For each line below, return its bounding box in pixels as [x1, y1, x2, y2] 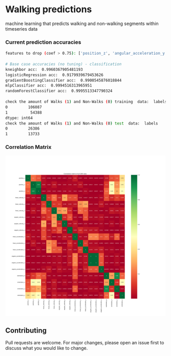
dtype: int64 [5, 115, 33, 120]
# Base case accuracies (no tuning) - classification [5, 61, 122, 67]
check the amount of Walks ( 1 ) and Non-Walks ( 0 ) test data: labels [5, 121, 158, 126]
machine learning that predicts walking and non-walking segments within [5, 20, 159, 27]
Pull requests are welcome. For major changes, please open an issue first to [5, 340, 164, 346]
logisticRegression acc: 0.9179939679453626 [5, 72, 103, 78]
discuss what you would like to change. [5, 345, 88, 351]
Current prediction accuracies [5, 38, 81, 45]
